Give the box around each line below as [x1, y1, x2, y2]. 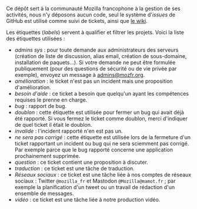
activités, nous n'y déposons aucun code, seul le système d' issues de [6, 11, 176, 18]
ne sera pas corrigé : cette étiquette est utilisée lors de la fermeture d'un [14, 134, 191, 140]
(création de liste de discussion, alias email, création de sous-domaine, [14, 53, 187, 59]
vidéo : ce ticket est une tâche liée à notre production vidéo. [14, 196, 161, 203]
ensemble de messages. [14, 190, 75, 197]
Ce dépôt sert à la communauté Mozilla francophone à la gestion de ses [6, 5, 181, 12]
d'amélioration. [14, 84, 51, 90]
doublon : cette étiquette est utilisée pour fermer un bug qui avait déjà [14, 109, 184, 116]
